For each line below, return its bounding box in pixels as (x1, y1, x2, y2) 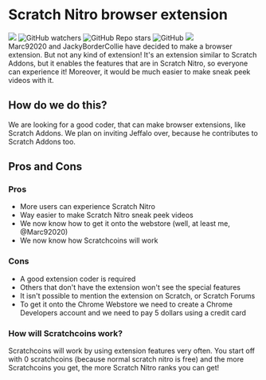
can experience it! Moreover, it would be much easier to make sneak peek (8, 66, 251, 77)
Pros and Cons (8, 160, 82, 173)
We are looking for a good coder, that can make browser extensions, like (8, 120, 246, 129)
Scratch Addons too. (8, 137, 76, 146)
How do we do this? (8, 98, 108, 113)
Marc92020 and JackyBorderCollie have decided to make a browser (8, 42, 233, 51)
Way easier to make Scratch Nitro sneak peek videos (19, 210, 194, 220)
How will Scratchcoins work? (8, 327, 123, 338)
